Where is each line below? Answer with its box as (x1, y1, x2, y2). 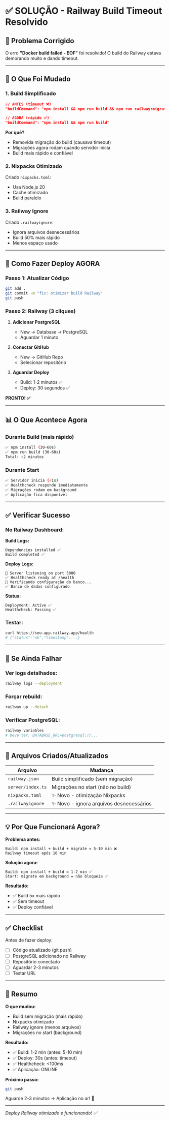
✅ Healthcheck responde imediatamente (5, 482, 88, 488)
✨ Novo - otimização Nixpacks (51, 792, 125, 799)
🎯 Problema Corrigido (5, 36, 74, 45)
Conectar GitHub (12, 344, 49, 350)
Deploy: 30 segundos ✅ (20, 385, 70, 391)
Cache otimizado (12, 190, 48, 196)
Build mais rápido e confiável (12, 150, 73, 156)
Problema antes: (5, 836, 40, 842)
